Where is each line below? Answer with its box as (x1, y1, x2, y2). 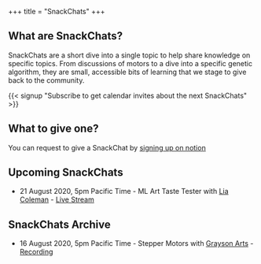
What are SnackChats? (8, 29, 123, 43)
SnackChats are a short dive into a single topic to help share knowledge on (8, 50, 251, 60)
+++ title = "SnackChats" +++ (8, 7, 105, 16)
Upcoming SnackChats (8, 165, 123, 180)
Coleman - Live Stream (19, 195, 94, 204)
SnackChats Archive (8, 218, 112, 231)
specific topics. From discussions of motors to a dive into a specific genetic (8, 58, 253, 68)
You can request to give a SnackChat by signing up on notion (8, 143, 206, 152)
